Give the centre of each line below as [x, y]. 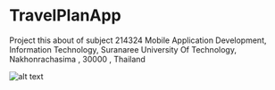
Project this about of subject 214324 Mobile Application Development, [138, 40]
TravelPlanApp [66, 16]
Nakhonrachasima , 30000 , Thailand [77, 59]
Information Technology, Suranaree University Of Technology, [123, 49]
